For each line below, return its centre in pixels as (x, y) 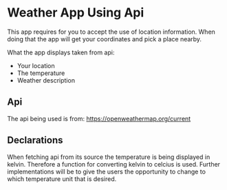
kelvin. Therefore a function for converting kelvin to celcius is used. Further (114, 164)
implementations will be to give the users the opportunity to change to (107, 171)
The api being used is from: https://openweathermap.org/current (99, 118)
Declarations (35, 140)
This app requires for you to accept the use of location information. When (111, 32)
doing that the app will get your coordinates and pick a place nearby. (104, 39)
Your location (36, 65)
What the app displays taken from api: (61, 52)
